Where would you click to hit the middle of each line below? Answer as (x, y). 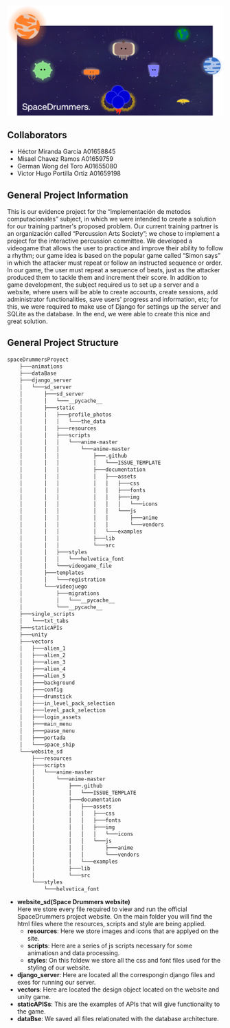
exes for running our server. (56, 982)
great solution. (27, 321)
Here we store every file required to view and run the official (102, 909)
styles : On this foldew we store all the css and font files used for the (124, 960)
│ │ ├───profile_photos (66, 415)
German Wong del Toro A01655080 (67, 166)
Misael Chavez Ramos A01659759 (65, 159)
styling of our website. (59, 967)
